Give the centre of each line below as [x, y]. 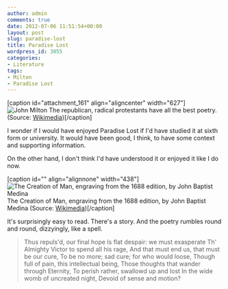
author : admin [27, 13]
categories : [24, 58]
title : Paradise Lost [38, 45]
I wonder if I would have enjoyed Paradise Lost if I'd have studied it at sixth [113, 131]
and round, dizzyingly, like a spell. [55, 229]
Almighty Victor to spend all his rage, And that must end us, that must [122, 249]
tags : [15, 71]
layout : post [26, 33]
